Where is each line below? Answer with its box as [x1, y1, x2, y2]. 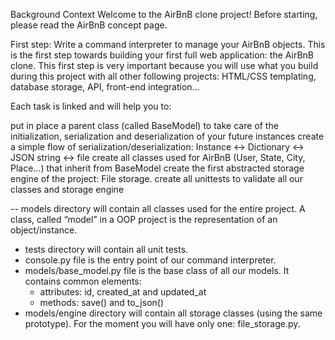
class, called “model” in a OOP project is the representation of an [10, 214, 278, 225]
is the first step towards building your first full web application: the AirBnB [10, 49, 314, 61]
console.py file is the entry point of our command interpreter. [24, 254, 277, 266]
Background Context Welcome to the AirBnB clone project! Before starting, [10, 9, 318, 20]
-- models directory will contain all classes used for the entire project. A [10, 203, 306, 214]
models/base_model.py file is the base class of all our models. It [24, 265, 290, 276]
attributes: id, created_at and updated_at [39, 286, 207, 298]
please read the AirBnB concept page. [10, 19, 168, 31]
